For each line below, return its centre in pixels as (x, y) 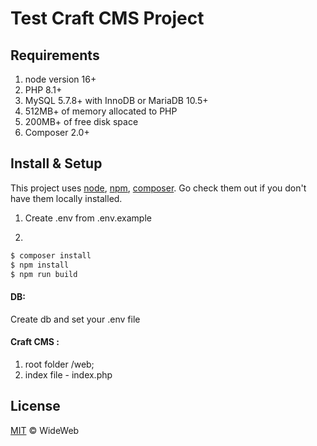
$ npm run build (44, 274)
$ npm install (40, 265)
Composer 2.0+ (57, 132)
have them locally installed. (66, 198)
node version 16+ (60, 79)
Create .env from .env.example (88, 218)
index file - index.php (68, 374)
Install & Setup (56, 163)
